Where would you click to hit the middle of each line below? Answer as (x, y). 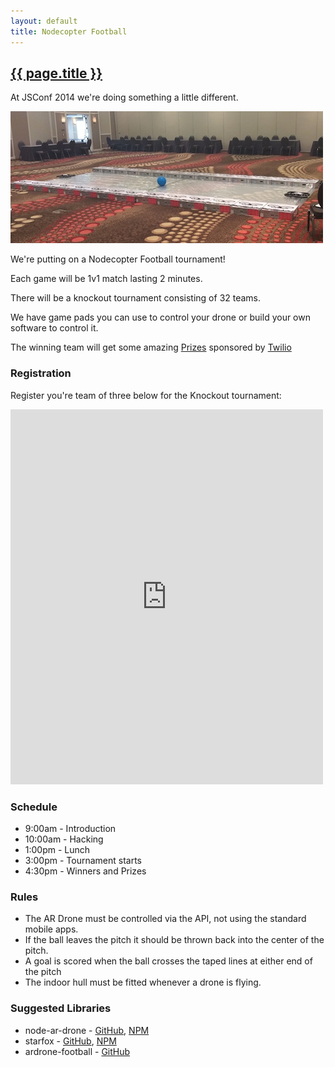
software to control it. (54, 328)
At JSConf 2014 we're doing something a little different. (124, 97)
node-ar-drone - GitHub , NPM (87, 1030)
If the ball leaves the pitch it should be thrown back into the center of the (174, 940)
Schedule (34, 807)
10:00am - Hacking (64, 839)
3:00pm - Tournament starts (83, 860)
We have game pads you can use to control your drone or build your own (160, 317)
